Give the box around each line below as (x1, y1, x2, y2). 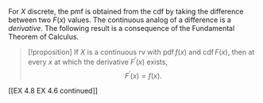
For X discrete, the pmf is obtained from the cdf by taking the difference (8, 7, 244, 16)
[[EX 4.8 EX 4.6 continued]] (8, 86, 98, 96)
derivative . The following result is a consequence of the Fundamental (8, 24, 235, 32)
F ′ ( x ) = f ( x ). (124, 69, 163, 80)
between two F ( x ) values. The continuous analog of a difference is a (8, 15, 232, 25)
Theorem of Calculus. (8, 32, 79, 41)
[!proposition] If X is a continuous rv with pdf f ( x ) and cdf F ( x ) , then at (27, 48, 255, 56)
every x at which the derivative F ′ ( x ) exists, (27, 55, 168, 67)
